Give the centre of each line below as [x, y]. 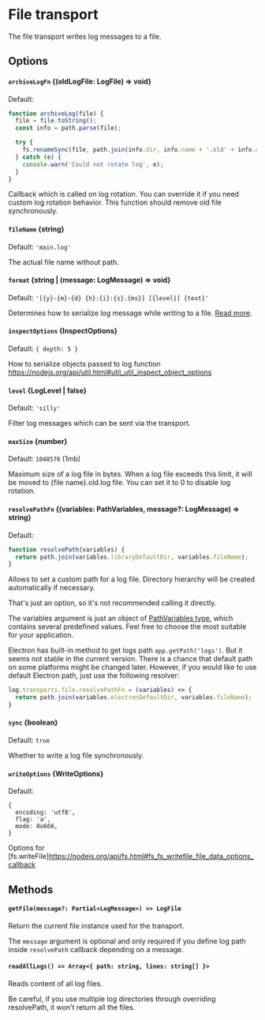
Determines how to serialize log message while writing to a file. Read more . [130, 313]
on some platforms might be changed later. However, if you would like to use [132, 667]
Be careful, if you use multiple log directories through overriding [112, 999]
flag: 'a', [33, 819]
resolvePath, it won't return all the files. [72, 1007]
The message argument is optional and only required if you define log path [127, 941]
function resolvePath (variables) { [67, 550]
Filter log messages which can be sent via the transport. [99, 423]
